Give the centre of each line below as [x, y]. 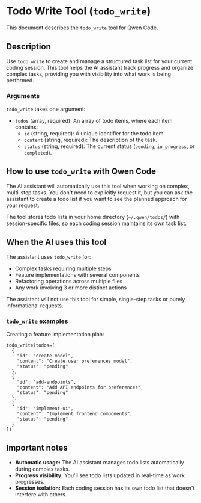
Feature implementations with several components [77, 274]
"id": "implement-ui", [45, 408]
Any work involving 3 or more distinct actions [71, 288]
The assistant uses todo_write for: [49, 256]
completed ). [38, 153]
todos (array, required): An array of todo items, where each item [94, 121]
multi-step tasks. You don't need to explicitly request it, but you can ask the [100, 192]
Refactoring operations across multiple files [69, 281]
